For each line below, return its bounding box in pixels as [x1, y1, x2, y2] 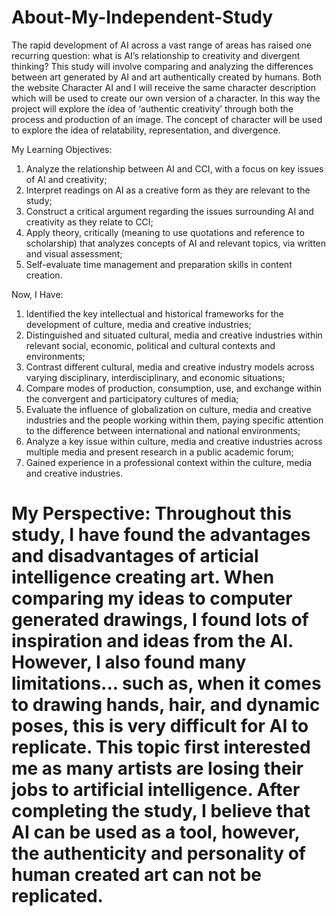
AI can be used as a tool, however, [11, 821, 300, 844]
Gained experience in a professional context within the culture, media [25, 456, 313, 468]
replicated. [11, 885, 104, 908]
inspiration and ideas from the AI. [11, 630, 294, 653]
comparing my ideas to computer [11, 587, 293, 610]
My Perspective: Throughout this [11, 502, 293, 525]
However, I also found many [11, 651, 247, 674]
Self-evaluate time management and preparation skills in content [25, 258, 293, 270]
